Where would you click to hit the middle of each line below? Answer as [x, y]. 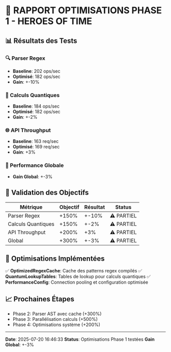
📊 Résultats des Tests [41, 41]
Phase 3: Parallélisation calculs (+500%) [55, 319]
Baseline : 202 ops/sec [36, 71]
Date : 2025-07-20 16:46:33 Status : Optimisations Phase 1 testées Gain [80, 339]
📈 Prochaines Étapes [40, 299]
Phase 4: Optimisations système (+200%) [56, 325]
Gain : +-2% [25, 117]
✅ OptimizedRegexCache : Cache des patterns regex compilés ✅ [74, 271]
